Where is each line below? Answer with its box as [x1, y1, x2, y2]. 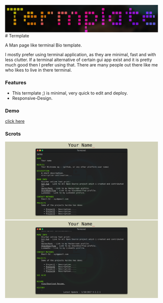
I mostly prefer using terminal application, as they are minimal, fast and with [5, 51, 156, 57]
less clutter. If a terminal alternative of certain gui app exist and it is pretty [5, 57, 152, 63]
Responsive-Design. [12, 95, 53, 101]
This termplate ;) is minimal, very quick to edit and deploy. [12, 90, 128, 96]
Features [5, 79, 27, 86]
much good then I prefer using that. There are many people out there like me [5, 62, 158, 67]
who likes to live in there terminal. [5, 67, 72, 73]
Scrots [5, 130, 21, 137]
